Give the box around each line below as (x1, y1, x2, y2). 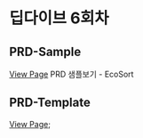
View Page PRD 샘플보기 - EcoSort (9, 69, 134, 79)
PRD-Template (9, 95, 91, 110)
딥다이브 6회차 (9, 8, 109, 28)
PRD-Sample (9, 44, 82, 59)
